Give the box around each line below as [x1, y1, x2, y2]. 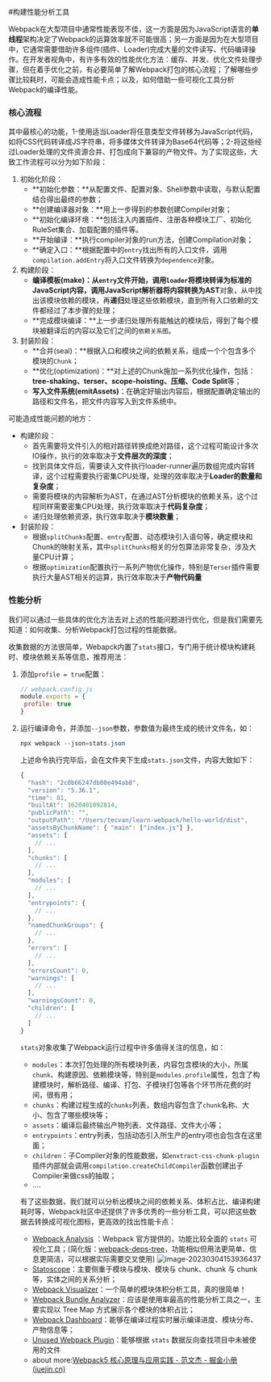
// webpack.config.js [19, 685, 93, 693]
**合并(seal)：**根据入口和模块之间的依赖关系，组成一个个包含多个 [31, 346, 256, 356]
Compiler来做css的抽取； [31, 1170, 117, 1180]
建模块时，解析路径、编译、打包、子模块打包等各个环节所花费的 [31, 1080, 244, 1089]
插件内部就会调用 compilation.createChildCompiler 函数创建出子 [31, 1161, 244, 1170]
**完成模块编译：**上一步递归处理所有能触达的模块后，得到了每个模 [31, 316, 259, 326]
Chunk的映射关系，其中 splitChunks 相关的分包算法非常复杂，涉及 [31, 542, 250, 552]
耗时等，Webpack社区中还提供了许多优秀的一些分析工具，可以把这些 [19, 1207, 250, 1216]
